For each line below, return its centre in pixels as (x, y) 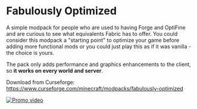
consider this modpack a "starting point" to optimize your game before (93, 40)
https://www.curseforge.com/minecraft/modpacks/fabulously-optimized (95, 88)
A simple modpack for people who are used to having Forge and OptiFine (96, 27)
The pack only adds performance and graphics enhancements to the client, (99, 64)
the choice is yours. (30, 52)
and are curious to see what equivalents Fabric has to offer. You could (92, 33)
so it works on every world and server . (54, 70)
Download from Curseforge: (40, 82)
